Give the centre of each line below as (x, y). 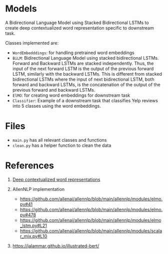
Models (21, 9)
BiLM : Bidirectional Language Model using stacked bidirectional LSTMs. (85, 58)
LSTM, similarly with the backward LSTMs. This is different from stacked (87, 74)
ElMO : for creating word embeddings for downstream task (71, 95)
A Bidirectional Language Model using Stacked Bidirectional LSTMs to (77, 23)
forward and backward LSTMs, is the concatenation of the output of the (86, 84)
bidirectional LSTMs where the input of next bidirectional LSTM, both (83, 79)
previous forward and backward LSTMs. (54, 90)
